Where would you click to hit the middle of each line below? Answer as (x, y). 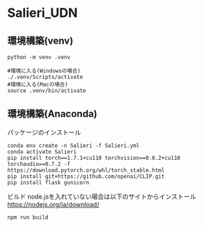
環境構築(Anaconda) (52, 114)
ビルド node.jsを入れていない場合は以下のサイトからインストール (102, 196)
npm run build (28, 217)
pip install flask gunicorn (48, 182)
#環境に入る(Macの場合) (38, 84)
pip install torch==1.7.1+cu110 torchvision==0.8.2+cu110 (94, 158)
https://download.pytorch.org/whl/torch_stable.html (86, 170)
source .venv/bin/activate (47, 91)
